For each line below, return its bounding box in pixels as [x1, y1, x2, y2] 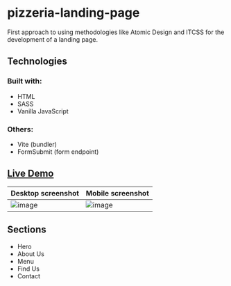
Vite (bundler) [17, 140, 58, 148]
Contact [17, 271, 40, 280]
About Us [17, 249, 45, 258]
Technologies [7, 56, 68, 67]
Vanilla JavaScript [17, 106, 69, 116]
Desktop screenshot [10, 188, 80, 198]
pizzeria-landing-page [7, 5, 140, 21]
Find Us [17, 264, 40, 273]
